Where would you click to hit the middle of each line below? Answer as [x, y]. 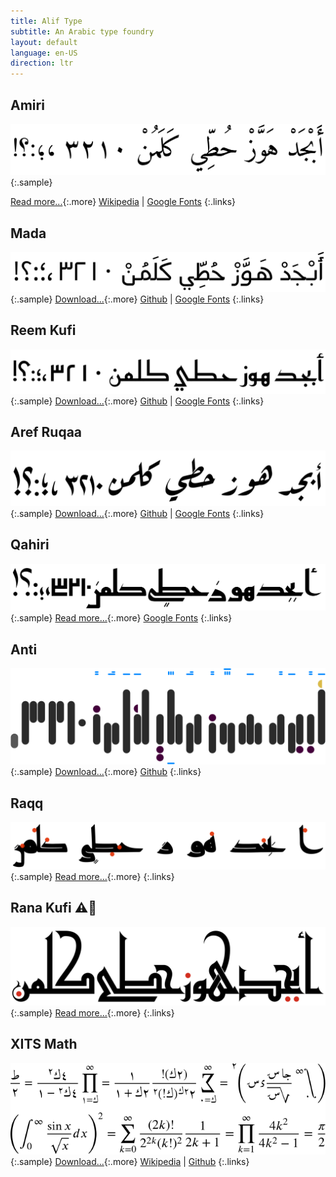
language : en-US [44, 53]
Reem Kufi [43, 330]
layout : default [44, 42]
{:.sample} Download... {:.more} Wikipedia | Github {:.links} [130, 1162]
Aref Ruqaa [46, 432]
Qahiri [30, 545]
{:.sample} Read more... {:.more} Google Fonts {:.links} [121, 618]
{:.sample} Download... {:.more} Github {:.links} [106, 772]
